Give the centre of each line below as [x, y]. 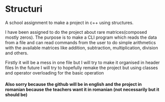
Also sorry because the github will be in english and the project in [73, 84]
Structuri [24, 9]
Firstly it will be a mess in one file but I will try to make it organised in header [82, 62]
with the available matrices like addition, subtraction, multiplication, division [82, 48]
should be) [16, 95]
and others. [17, 53]
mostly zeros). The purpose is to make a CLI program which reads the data [81, 37]
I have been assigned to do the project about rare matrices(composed [76, 32]
